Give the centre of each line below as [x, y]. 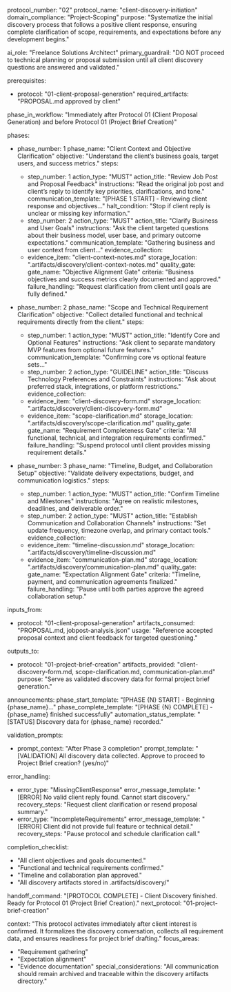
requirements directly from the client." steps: [80, 322]
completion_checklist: [38, 847]
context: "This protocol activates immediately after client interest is [102, 924]
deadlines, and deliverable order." [75, 508]
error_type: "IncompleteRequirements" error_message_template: [109, 819]
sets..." [37, 364]
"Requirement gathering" [52, 952]
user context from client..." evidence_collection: [95, 250]
